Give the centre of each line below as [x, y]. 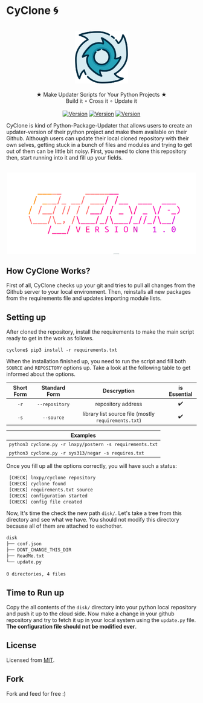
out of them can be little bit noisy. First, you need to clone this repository [97, 151]
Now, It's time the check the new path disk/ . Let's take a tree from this [94, 513]
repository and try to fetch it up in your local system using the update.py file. [101, 620]
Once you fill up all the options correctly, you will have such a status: [92, 466]
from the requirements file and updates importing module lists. [84, 298]
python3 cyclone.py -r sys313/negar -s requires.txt [76, 453]
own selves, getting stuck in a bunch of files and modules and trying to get [99, 144]
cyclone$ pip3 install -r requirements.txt [62, 350]
